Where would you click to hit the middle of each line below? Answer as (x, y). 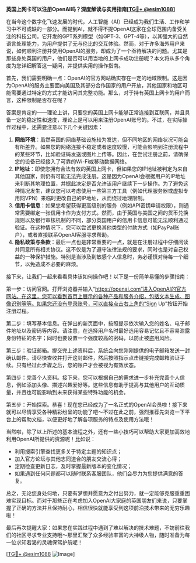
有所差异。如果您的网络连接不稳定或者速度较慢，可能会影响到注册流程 (99, 147)
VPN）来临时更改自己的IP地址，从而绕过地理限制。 (86, 198)
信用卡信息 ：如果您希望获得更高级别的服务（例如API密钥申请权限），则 (99, 205)
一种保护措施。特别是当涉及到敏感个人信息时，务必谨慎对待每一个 (104, 257)
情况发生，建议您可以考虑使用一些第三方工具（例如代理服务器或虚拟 (101, 191)
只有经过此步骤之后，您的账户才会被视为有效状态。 (77, 365)
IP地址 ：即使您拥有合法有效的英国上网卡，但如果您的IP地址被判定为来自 (101, 169)
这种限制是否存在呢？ (42, 100)
